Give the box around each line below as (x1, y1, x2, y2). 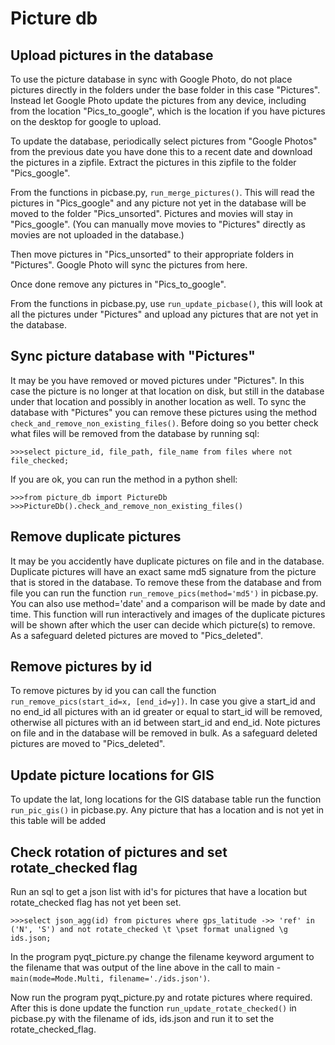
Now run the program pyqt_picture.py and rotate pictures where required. (10, 992, 313, 1004)
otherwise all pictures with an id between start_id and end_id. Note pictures (10, 717, 321, 729)
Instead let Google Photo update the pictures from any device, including (10, 95, 307, 106)
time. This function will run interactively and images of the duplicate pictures (10, 608, 326, 620)
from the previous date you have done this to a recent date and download (10, 146, 313, 157)
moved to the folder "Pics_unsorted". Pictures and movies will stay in (10, 208, 294, 219)
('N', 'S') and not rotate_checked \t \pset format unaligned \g (10, 925, 288, 935)
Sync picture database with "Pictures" (10, 348, 256, 365)
